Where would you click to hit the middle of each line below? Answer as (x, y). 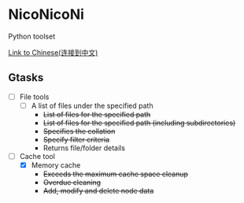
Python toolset (32, 36)
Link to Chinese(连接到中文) (53, 52)
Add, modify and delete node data (98, 191)
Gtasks (26, 78)
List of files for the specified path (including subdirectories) (139, 123)
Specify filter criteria (76, 139)
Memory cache (56, 165)
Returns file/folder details (84, 148)
